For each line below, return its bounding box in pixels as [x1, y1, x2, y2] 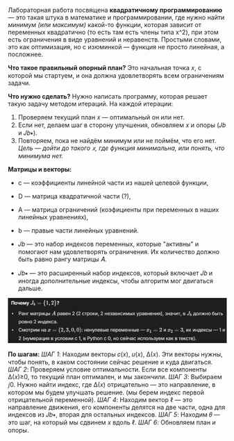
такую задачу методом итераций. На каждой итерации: [8, 100, 174, 108]
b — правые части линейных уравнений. [17, 226, 139, 235]
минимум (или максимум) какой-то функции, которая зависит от [8, 21, 202, 28]
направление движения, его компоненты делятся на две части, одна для [8, 403, 226, 411]
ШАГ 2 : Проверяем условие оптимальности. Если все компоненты [8, 365, 207, 374]
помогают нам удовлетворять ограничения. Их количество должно [17, 248, 220, 256]
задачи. [8, 79, 31, 87]
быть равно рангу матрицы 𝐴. [17, 255, 107, 263]
